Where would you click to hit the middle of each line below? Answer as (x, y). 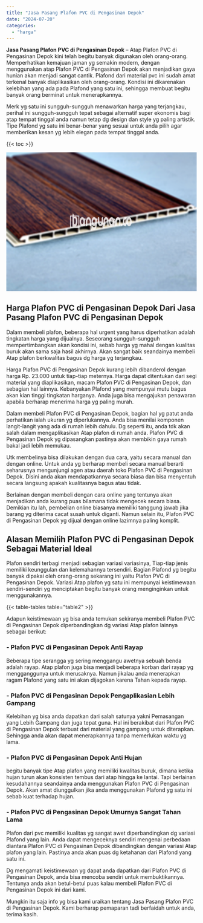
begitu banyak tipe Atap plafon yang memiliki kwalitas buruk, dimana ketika (100, 771)
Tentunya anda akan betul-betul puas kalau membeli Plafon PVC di (89, 883)
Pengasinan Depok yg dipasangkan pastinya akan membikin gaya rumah (97, 439)
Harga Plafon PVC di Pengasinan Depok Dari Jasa (101, 308)
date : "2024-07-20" (31, 19)
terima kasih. (22, 914)
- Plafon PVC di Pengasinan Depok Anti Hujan (74, 757)
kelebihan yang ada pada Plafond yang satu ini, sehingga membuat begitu (98, 88)
